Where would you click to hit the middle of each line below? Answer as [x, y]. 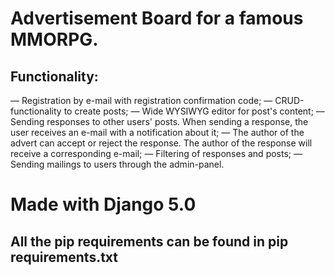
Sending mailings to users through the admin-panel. [117, 164]
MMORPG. [54, 39]
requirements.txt [64, 257]
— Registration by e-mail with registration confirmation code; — [141, 100]
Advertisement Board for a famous [157, 18]
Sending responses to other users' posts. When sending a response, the [159, 121]
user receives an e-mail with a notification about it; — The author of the [157, 132]
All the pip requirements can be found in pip [149, 241]
